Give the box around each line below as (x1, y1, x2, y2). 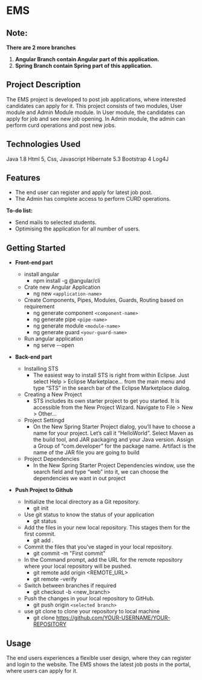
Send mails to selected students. (15, 219, 97, 226)
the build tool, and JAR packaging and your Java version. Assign (33, 436, 194, 443)
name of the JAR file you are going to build (33, 449, 140, 456)
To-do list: (6, 207, 33, 214)
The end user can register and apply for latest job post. (15, 189, 153, 196)
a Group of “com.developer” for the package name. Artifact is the (33, 442, 196, 449)
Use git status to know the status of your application (24, 511, 154, 519)
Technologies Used (6, 139, 80, 149)
